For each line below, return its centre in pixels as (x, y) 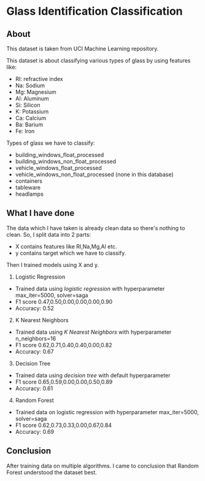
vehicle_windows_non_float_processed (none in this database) (94, 174)
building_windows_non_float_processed (66, 161)
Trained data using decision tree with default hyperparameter (93, 375)
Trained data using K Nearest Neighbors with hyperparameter (93, 332)
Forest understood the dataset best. (52, 472)
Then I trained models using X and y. (53, 264)
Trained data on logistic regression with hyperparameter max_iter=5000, (107, 412)
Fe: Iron (25, 131)
